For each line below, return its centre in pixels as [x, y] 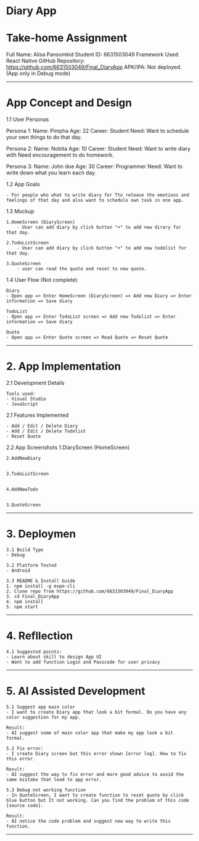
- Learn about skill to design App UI [54, 657]
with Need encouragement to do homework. [60, 155]
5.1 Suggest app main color [41, 707]
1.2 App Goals [23, 184]
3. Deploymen [41, 534]
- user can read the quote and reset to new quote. [82, 269]
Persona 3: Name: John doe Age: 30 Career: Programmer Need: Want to [94, 167]
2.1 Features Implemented [38, 415]
